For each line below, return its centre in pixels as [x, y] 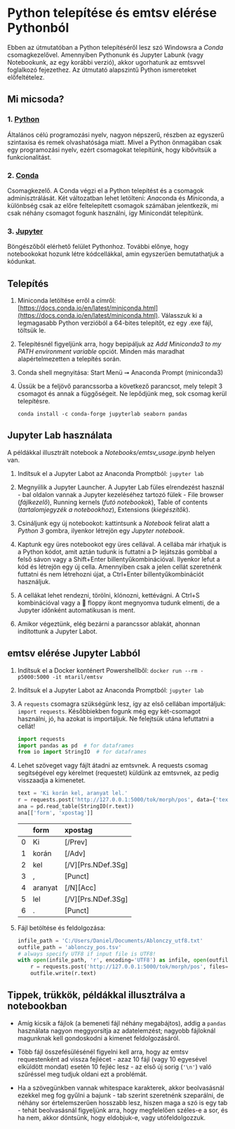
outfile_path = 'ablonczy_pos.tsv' [69, 947]
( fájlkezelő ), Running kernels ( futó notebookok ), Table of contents [113, 502]
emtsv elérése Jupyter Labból [74, 653]
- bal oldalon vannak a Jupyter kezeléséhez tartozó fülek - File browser [120, 494]
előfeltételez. [26, 77]
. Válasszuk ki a [180, 316]
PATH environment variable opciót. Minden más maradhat [101, 351]
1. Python [23, 120]
